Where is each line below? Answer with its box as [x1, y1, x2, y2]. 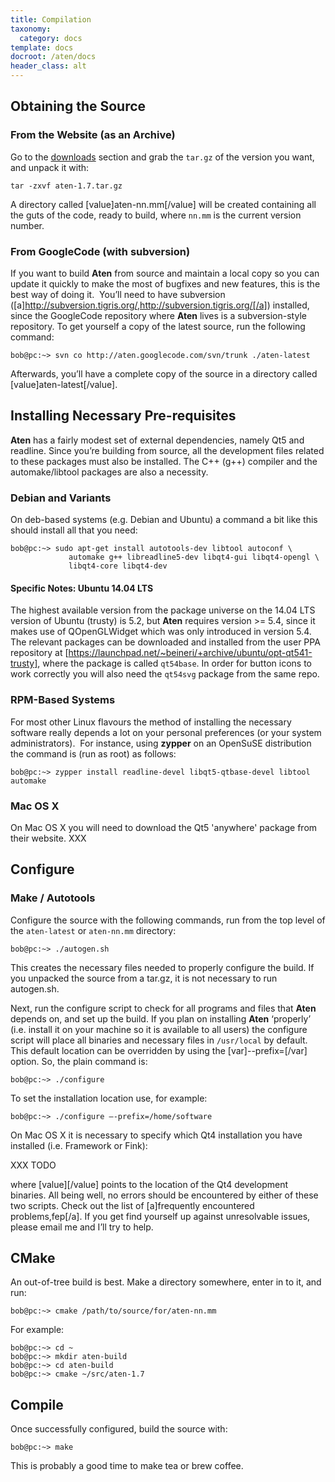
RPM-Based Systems [10, 693, 116, 707]
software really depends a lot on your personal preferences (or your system [10, 726, 322, 738]
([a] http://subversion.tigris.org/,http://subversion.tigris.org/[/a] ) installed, [10, 299, 310, 311]
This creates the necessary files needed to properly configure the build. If [10, 961, 315, 973]
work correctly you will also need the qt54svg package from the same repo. [10, 668, 320, 680]
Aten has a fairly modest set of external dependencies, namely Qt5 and [10, 434, 305, 446]
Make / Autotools [10, 891, 96, 905]
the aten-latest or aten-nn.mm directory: [10, 924, 177, 936]
